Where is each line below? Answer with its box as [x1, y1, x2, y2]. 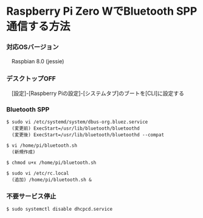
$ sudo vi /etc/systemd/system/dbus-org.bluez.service [6, 119, 148, 125]
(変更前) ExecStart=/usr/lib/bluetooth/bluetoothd [12, 125, 140, 132]
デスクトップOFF [6, 74, 56, 83]
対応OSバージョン [6, 43, 59, 51]
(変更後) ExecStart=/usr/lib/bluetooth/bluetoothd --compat [12, 132, 165, 138]
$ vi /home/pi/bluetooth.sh [6, 142, 78, 149]
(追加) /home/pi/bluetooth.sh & [12, 177, 92, 183]
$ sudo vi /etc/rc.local [6, 171, 69, 177]
